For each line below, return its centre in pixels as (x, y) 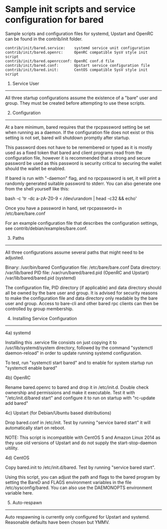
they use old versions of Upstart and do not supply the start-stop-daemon (81, 443)
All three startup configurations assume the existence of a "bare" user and (81, 98)
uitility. (12, 448)
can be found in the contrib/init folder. (44, 39)
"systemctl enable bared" (31, 368)
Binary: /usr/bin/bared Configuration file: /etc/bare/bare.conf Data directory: (83, 267)
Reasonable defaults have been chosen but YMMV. (57, 522)
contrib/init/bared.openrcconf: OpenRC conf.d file (60, 61)
